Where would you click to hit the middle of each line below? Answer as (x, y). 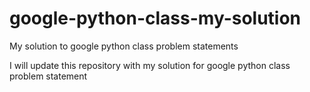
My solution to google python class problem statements (124, 46)
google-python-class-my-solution (155, 18)
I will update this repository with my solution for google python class (150, 65)
